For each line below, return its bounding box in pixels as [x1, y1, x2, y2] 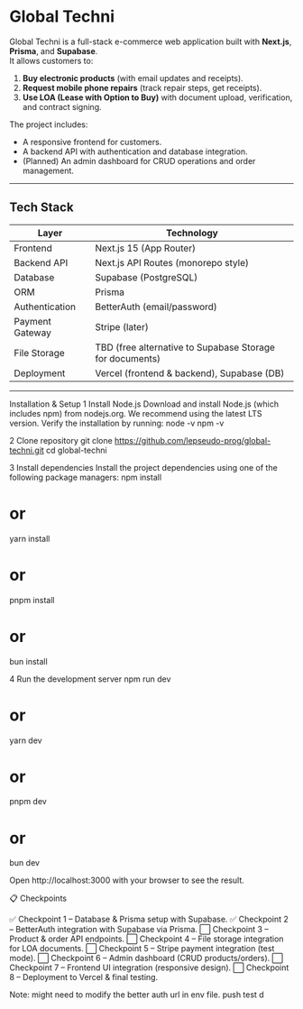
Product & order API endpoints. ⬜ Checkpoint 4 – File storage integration [9, 933, 284, 944]
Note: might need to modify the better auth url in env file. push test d [9, 989, 264, 1000]
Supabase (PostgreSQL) [94, 271, 198, 283]
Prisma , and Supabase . [9, 45, 98, 56]
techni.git [9, 445, 45, 455]
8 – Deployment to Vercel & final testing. [9, 972, 159, 983]
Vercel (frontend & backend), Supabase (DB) [94, 367, 285, 380]
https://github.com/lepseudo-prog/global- [114, 435, 271, 445]
